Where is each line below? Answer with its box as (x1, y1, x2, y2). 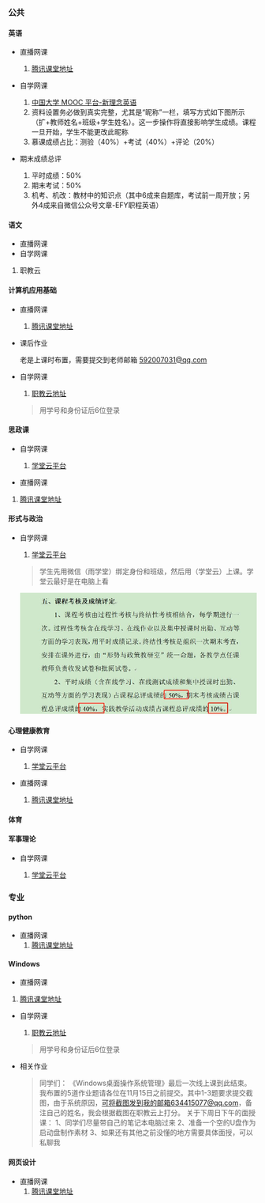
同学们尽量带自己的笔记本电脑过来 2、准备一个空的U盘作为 (65, 1118, 256, 1128)
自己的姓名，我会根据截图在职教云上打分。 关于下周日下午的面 (46, 1108, 249, 1118)
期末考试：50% (31, 180, 82, 191)
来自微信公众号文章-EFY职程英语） (50, 200, 163, 210)
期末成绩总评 (19, 154, 62, 164)
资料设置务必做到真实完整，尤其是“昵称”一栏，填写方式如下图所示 (31, 108, 245, 117)
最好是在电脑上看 (53, 576, 109, 586)
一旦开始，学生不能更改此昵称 (31, 127, 129, 137)
